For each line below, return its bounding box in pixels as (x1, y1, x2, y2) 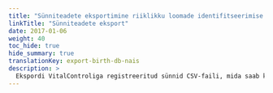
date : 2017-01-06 (8, 27, 67, 35)
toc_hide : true (8, 42, 60, 50)
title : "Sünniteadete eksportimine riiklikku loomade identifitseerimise (8, 11, 264, 20)
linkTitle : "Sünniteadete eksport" (8, 19, 129, 27)
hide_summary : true (8, 49, 75, 57)
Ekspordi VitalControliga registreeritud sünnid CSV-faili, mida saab (15, 72, 260, 80)
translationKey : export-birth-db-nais (8, 57, 140, 66)
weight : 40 (8, 34, 45, 43)
